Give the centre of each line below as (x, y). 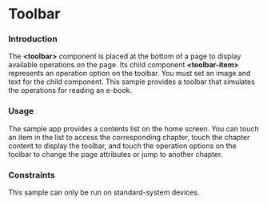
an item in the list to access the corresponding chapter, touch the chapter (129, 137)
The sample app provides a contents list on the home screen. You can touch (134, 128)
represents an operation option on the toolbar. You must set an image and (130, 74)
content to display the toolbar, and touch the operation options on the (123, 146)
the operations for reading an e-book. (70, 90)
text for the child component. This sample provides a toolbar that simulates (132, 82)
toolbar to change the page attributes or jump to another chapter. (116, 154)
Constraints (32, 175)
